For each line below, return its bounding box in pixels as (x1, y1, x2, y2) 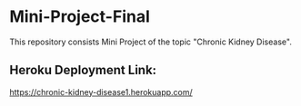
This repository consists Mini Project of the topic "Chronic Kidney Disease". (9, 36, 293, 47)
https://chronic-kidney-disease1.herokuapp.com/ (9, 86, 193, 97)
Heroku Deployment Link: (9, 63, 157, 78)
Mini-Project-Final (9, 6, 150, 27)
